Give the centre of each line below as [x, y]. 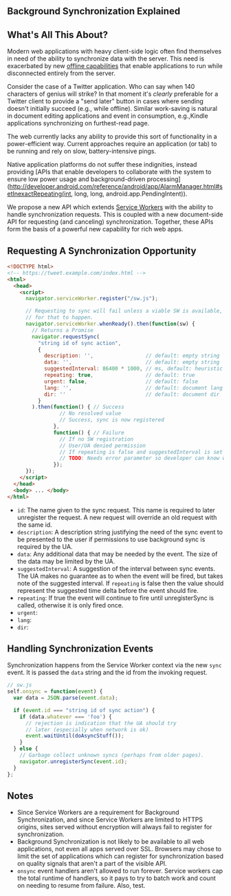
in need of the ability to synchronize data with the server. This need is [106, 59]
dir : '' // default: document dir [132, 394]
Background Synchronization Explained [94, 11]
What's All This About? [58, 35]
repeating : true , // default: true [119, 375]
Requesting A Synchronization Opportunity [102, 251]
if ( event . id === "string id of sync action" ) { [84, 710]
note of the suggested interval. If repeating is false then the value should [120, 583]
